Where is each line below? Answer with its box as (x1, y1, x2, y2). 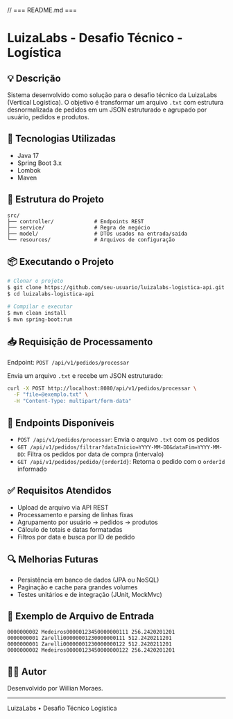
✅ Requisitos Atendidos (7, 485, 112, 496)
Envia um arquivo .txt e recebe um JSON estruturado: (7, 371, 164, 380)
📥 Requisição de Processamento (7, 336, 153, 348)
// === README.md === (7, 6, 78, 14)
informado (17, 465, 47, 473)
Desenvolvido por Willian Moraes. (7, 684, 103, 693)
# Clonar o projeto (7, 277, 64, 285)
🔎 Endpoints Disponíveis (7, 417, 114, 428)
